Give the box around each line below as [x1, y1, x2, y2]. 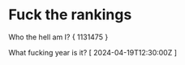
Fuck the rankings [8, 6, 132, 24]
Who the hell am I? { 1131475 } [8, 32, 109, 42]
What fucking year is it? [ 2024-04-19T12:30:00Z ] [8, 47, 177, 57]
